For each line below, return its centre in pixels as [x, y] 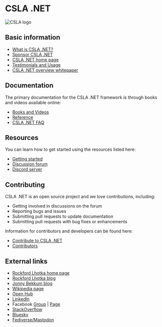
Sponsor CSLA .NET [32, 54]
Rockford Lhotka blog [34, 278]
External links [26, 261]
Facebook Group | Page [36, 304]
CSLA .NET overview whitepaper [45, 70]
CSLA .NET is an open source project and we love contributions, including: [80, 197]
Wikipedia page [28, 289]
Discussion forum [30, 164]
